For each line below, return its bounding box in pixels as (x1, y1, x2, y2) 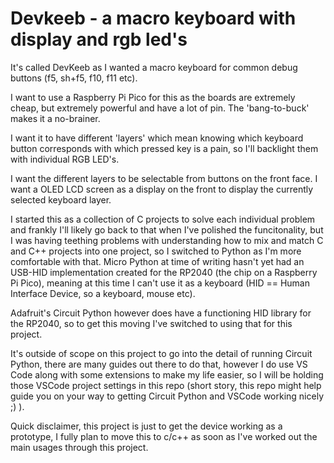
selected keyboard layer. (10, 193, 112, 206)
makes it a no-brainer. (10, 112, 101, 124)
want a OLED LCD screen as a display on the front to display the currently (10, 183, 314, 195)
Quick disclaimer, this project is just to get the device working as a (10, 420, 283, 432)
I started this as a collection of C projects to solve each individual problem (10, 213, 316, 225)
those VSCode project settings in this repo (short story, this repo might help (10, 379, 322, 391)
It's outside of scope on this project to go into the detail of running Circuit (10, 347, 313, 359)
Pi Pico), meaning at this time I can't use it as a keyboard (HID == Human (10, 277, 310, 289)
